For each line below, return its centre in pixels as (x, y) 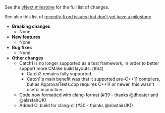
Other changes (27, 58)
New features (26, 37)
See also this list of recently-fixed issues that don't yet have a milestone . (79, 17)
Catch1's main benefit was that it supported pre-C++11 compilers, (93, 79)
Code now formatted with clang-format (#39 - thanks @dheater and (89, 95)
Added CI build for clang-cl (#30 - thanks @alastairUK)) (76, 105)
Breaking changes (31, 26)
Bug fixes (22, 47)
